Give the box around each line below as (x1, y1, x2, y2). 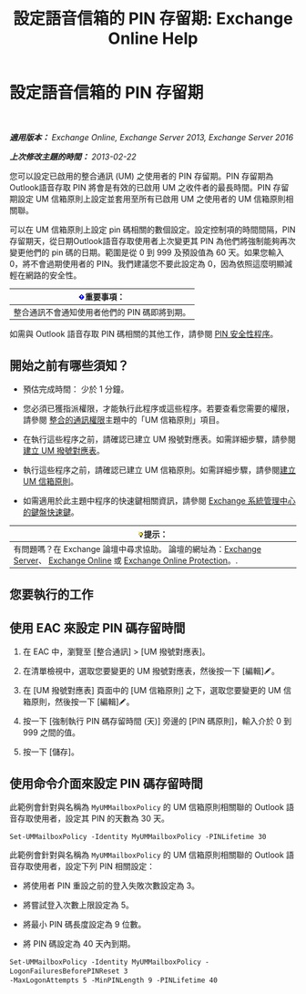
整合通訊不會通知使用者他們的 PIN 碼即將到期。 (13, 306, 191, 317)
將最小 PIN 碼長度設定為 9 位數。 (22, 919, 147, 930)
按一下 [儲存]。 (22, 746, 79, 757)
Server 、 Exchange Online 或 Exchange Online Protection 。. (13, 555, 239, 566)
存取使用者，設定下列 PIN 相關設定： (16, 861, 156, 872)
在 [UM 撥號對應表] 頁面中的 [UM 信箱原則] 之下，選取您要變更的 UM (22, 685, 281, 696)
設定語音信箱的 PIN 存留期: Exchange (13, 8, 293, 29)
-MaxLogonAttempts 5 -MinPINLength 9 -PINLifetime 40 (9, 976, 219, 985)
